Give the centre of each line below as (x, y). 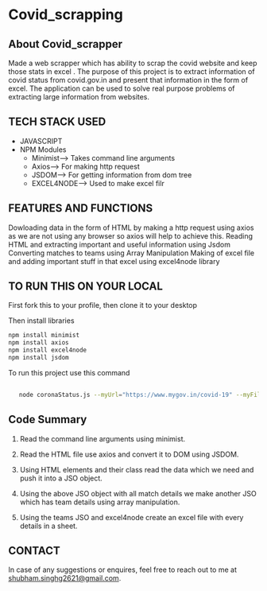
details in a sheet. (48, 526)
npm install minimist (44, 336)
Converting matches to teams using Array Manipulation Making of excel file (132, 253)
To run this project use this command (69, 372)
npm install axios (39, 343)
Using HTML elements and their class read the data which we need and (137, 469)
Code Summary (48, 420)
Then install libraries (41, 321)
